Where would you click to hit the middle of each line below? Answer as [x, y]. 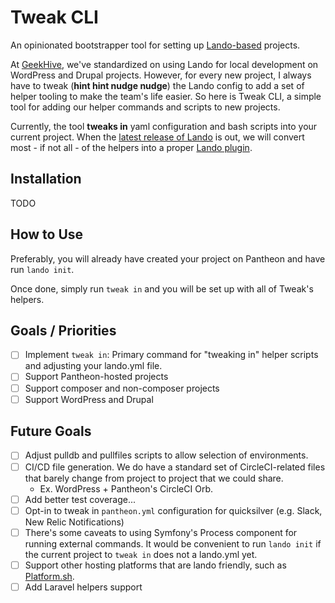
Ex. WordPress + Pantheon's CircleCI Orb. [126, 488]
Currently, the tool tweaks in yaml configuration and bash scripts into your [164, 126]
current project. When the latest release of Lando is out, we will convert [157, 137]
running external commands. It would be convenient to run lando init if [173, 543]
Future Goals [51, 431]
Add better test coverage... [80, 499]
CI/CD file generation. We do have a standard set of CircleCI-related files [175, 467]
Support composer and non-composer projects [122, 388]
